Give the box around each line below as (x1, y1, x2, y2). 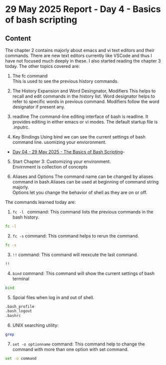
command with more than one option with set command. (12, 346, 129, 352)
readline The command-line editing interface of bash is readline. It (12, 113, 149, 119)
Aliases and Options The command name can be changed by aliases (12, 173, 154, 179)
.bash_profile (5, 304, 35, 309)
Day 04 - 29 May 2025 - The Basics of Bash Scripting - (12, 149, 125, 154)
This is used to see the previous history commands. (12, 78, 119, 84)
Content (5, 34, 31, 42)
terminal (12, 275, 30, 281)
